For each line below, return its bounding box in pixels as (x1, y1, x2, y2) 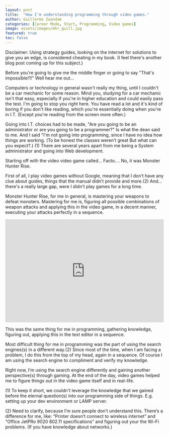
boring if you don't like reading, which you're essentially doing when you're (5, 106, 161, 112)
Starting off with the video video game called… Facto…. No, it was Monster (5, 157, 160, 163)
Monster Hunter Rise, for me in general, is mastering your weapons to (5, 193, 149, 199)
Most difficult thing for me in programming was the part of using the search (5, 341, 161, 347)
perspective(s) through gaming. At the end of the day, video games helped (5, 373, 160, 379)
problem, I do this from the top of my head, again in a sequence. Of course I (5, 352, 162, 358)
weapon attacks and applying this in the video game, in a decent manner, (5, 204, 157, 210)
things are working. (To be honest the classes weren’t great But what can (5, 137, 157, 143)
